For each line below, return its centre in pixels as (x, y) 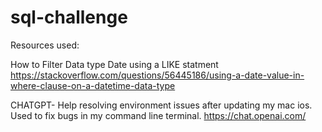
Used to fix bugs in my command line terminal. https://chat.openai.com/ (158, 115)
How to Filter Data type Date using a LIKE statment (114, 64)
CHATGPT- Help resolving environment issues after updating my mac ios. (161, 105)
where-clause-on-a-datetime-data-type (93, 85)
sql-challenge (69, 17)
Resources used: (45, 45)
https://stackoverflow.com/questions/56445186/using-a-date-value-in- (157, 75)
